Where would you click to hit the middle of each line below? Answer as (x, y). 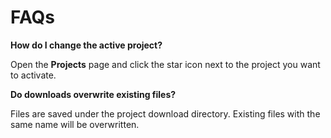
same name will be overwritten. (75, 124)
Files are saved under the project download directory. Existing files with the (165, 113)
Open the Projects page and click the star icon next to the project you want (165, 64)
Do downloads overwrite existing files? (93, 94)
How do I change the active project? (86, 45)
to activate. (33, 75)
